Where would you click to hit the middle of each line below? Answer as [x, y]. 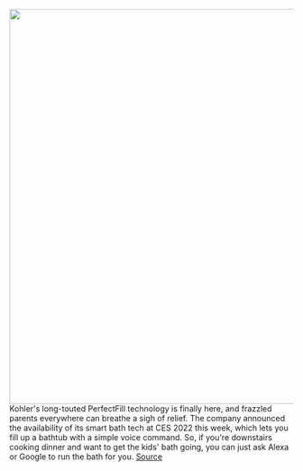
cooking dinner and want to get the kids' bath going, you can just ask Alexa [149, 447]
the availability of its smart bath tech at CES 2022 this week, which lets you [149, 428]
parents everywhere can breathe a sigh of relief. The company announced [147, 418]
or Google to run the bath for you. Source [86, 457]
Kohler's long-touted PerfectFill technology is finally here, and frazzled [141, 409]
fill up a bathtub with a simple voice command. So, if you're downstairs [141, 437]
